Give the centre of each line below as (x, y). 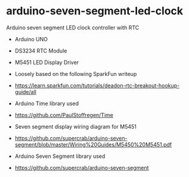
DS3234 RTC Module (41, 51)
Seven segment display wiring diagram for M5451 (76, 126)
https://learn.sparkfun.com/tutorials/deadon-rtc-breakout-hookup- (97, 86)
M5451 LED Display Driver (47, 62)
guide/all (26, 91)
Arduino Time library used (47, 103)
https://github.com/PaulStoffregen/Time (64, 115)
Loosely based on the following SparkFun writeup (76, 74)
